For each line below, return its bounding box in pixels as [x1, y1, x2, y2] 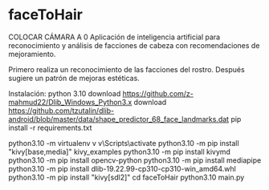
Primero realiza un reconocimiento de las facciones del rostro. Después [8, 64, 245, 74]
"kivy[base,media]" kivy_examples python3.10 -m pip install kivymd [8, 147, 231, 156]
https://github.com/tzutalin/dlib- [8, 106, 115, 115]
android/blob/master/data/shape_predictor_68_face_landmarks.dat [8, 114, 230, 123]
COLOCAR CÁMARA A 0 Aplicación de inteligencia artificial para [8, 32, 221, 42]
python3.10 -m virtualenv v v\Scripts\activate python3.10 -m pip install [8, 138, 239, 148]
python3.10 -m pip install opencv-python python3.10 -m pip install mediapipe [8, 155, 262, 165]
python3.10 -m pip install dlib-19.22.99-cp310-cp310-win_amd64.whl [8, 164, 237, 173]
